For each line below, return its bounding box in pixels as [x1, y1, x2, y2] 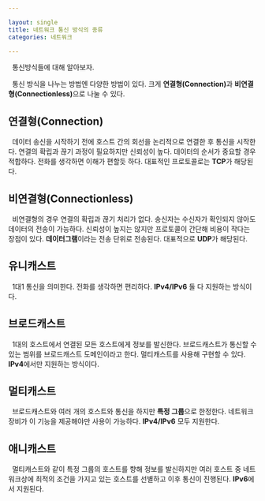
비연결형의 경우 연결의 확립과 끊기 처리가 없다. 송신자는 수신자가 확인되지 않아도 [11, 215, 256, 223]
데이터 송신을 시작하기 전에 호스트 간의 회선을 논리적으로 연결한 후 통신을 [11, 137, 235, 147]
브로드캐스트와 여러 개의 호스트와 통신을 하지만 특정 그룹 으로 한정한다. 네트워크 [11, 407, 254, 417]
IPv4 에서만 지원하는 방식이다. [8, 359, 100, 368]
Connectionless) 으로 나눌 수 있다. [17, 89, 125, 99]
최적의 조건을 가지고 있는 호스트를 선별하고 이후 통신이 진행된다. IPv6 [35, 474, 248, 484]
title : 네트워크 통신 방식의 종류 [8, 25, 103, 34]
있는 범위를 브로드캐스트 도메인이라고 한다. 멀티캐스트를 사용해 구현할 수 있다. [8, 349, 246, 359]
